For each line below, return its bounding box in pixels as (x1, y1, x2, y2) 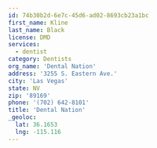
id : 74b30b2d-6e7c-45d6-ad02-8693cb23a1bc (8, 11, 149, 20)
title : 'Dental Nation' (8, 106, 86, 114)
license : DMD (8, 33, 51, 42)
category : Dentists (8, 56, 72, 63)
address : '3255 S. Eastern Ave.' (8, 70, 118, 78)
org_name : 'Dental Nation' (8, 63, 97, 70)
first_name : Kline (8, 19, 68, 27)
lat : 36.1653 (15, 121, 58, 128)
